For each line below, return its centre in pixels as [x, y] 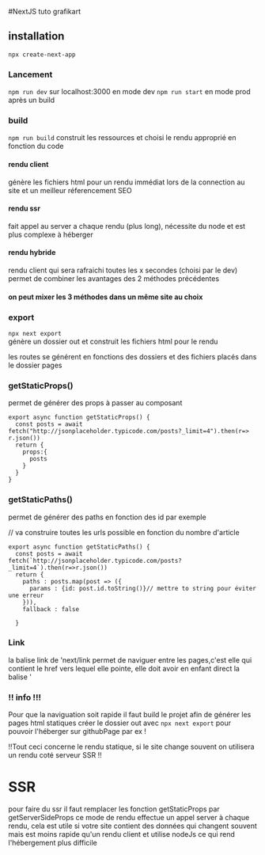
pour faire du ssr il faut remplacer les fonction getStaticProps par [114, 809]
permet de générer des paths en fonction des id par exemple [108, 517]
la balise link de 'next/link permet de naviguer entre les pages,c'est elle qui [130, 659]
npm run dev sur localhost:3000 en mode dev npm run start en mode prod [129, 92]
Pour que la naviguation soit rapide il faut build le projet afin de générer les [130, 715]
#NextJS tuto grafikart [45, 11]
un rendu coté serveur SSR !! [55, 755]
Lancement [30, 74]
